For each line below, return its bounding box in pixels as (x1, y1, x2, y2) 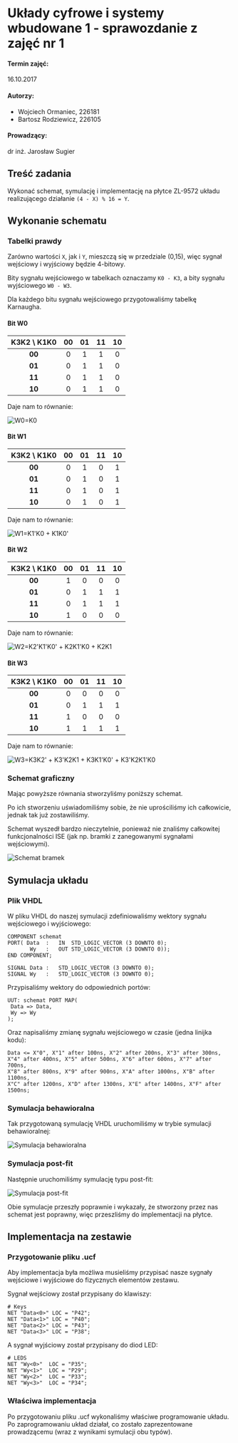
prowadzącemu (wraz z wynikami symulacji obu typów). (7, 1427, 173, 1436)
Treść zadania (7, 167, 72, 180)
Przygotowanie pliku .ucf (7, 1252, 96, 1262)
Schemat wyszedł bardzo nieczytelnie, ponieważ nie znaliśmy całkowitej (7, 824, 220, 833)
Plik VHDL (7, 896, 43, 906)
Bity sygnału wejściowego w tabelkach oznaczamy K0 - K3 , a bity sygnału (7, 274, 225, 282)
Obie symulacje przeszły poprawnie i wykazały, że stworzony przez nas (7, 1202, 219, 1211)
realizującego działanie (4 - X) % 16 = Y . (7, 194, 130, 202)
